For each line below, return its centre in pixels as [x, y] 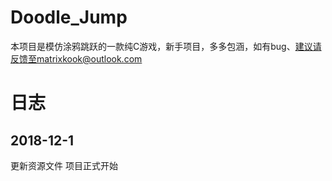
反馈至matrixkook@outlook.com [76, 58]
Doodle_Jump [69, 17]
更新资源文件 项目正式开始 [64, 165]
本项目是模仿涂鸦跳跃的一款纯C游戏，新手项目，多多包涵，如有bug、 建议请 [166, 46]
